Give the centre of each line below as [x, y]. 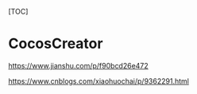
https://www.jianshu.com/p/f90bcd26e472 [78, 65]
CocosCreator [56, 44]
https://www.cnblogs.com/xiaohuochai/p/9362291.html [98, 81]
